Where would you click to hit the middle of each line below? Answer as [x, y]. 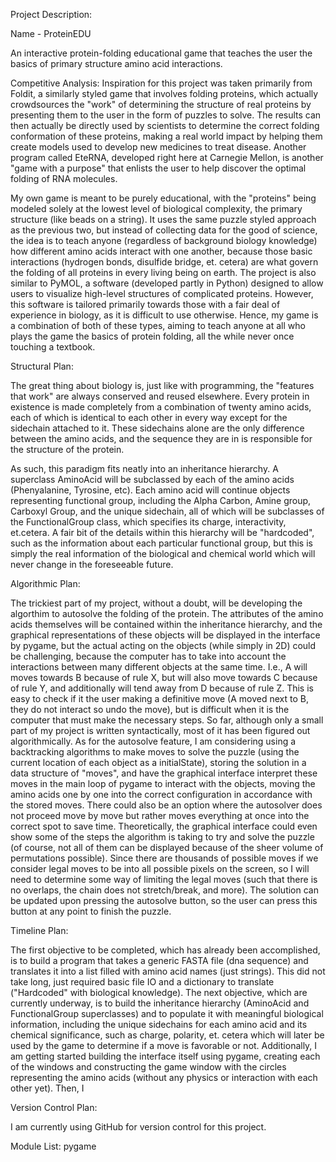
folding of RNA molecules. [64, 178]
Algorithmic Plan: [45, 583]
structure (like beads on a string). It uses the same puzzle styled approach [163, 219]
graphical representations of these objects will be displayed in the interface [165, 635]
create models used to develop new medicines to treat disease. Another [158, 147]
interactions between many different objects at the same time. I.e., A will [159, 667]
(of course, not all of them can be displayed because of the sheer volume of [167, 847]
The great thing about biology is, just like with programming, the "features [162, 385]
